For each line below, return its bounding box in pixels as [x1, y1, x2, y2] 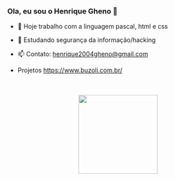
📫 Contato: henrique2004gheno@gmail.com [17, 50, 149, 58]
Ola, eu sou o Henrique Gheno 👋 [7, 6, 118, 16]
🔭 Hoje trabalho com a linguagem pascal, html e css [17, 22, 169, 31]
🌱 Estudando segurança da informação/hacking [17, 36, 156, 44]
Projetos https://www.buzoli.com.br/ [17, 66, 123, 74]
